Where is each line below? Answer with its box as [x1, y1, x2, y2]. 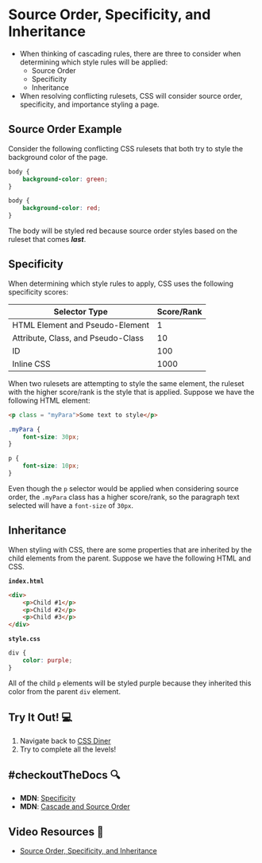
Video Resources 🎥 [8, 825, 105, 838]
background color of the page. [8, 152, 109, 162]
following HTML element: [8, 396, 91, 405]
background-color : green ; [22, 175, 109, 183]
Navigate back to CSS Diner [19, 736, 111, 745]
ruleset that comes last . [8, 235, 87, 244]
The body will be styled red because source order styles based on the [8, 226, 238, 236]
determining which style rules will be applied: [19, 57, 168, 67]
